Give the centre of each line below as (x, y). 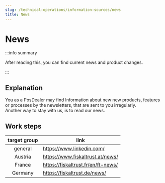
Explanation (24, 88)
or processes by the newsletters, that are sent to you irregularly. (71, 105)
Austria (23, 157)
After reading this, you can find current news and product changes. (74, 62)
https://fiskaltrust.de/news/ (75, 173)
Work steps (23, 126)
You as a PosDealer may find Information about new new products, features (82, 100)
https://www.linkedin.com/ (74, 149)
